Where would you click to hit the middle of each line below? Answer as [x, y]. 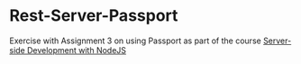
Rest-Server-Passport [94, 16]
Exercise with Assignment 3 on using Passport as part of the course [135, 41]
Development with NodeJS [77, 50]
